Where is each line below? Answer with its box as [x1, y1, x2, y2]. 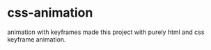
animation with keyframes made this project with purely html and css [7, 28, 205, 36]
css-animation [7, 5, 93, 21]
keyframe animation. [7, 35, 66, 43]
